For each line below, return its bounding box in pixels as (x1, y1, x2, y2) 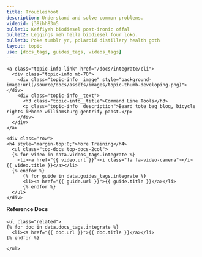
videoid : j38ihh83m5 (6, 20, 59, 26)
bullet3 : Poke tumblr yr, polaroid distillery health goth (6, 37, 160, 44)
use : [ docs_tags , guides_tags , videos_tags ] (6, 49, 122, 55)
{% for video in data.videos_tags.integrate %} (12, 152, 136, 158)
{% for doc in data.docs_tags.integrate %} (6, 224, 119, 231)
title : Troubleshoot (6, 9, 59, 15)
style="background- (102, 76, 152, 83)
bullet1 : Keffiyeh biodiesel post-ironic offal (6, 26, 130, 33)
